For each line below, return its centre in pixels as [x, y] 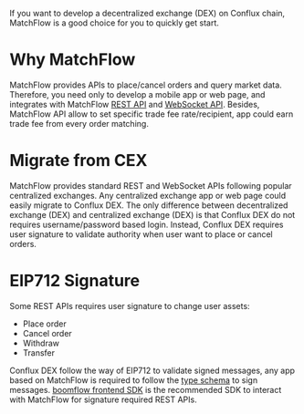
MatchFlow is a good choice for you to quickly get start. [114, 23]
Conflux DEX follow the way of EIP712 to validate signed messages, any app [152, 370]
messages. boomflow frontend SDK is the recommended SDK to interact [146, 389]
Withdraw [41, 343]
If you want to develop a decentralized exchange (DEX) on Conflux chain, [147, 13]
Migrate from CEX [79, 161]
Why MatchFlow [73, 60]
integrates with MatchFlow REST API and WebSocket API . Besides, [135, 104]
